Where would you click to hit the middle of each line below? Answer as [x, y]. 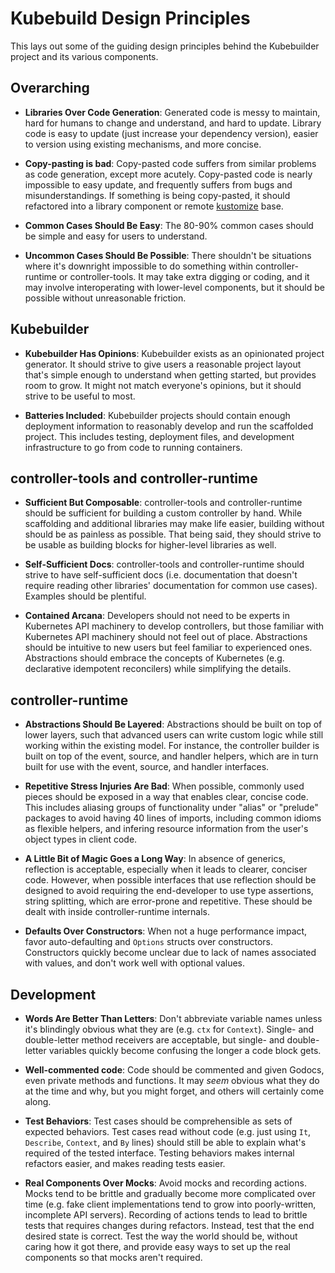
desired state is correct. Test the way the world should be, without [161, 1236]
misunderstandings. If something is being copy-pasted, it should [157, 195]
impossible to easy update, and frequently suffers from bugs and [158, 184]
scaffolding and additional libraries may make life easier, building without [174, 524]
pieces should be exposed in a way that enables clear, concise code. [166, 797]
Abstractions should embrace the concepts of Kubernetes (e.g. [154, 658]
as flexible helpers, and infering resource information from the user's [166, 829]
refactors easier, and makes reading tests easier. [125, 1163]
